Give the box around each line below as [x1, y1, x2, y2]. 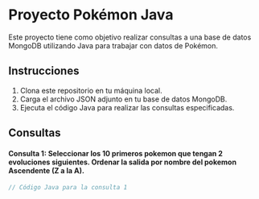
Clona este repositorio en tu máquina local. [19, 85, 162, 95]
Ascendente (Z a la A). [8, 165, 84, 175]
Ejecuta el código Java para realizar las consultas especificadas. [19, 102, 235, 112]
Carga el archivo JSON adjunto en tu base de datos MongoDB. [19, 94, 228, 104]
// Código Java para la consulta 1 [8, 184, 128, 192]
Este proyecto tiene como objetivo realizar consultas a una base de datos [8, 32, 252, 42]
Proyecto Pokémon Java [8, 6, 174, 24]
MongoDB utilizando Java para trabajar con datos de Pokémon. [8, 40, 219, 50]
